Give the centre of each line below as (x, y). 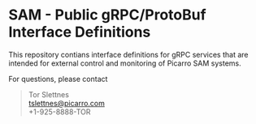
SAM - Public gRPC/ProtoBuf (107, 15)
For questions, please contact (58, 79)
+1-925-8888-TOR (59, 112)
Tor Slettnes (48, 94)
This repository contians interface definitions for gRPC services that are (128, 54)
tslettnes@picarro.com (67, 103)
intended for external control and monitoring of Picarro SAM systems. (125, 63)
